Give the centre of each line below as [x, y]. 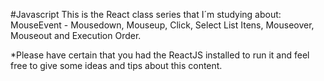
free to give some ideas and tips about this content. [116, 65]
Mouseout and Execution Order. [76, 35]
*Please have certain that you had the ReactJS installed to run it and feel [160, 55]
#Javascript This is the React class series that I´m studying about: [146, 14]
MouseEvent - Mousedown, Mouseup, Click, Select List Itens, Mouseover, [162, 25]
